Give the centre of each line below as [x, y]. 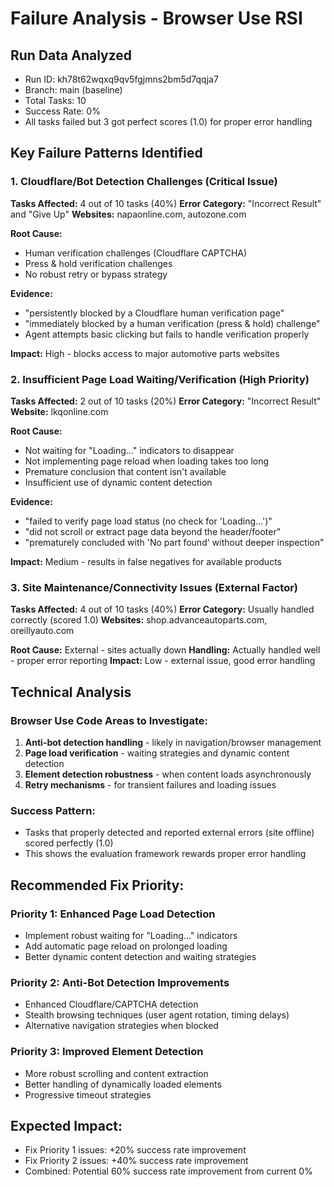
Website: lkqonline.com [59, 411]
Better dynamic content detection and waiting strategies [140, 956]
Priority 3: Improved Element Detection [107, 1052]
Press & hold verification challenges [98, 263]
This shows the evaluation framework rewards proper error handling [165, 854]
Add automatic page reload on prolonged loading [126, 946]
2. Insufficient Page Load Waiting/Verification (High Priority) [160, 379]
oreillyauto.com [42, 631]
